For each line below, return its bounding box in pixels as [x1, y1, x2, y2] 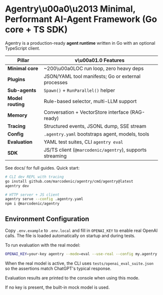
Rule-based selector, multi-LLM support [43, 98, 137, 104]
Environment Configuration [5, 215, 89, 223]
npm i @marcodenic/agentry [5, 201, 60, 206]
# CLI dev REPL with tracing [5, 174, 64, 179]
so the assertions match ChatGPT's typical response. [5, 265, 112, 271]
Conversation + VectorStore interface [43, 108, 129, 115]
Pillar [17, 57, 30, 64]
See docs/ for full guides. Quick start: [5, 165, 80, 171]
